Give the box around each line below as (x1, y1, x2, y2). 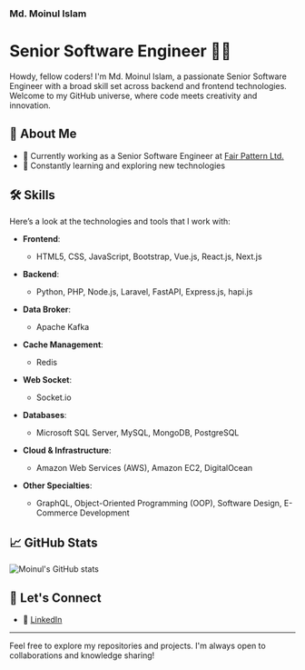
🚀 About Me (9, 126, 77, 142)
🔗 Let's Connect (9, 590, 102, 605)
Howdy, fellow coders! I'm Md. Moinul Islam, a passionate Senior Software (9, 71, 288, 82)
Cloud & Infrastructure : (22, 445, 112, 456)
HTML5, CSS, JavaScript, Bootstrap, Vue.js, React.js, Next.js (35, 251, 262, 262)
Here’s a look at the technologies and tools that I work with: (9, 216, 231, 227)
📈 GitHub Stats (9, 535, 98, 550)
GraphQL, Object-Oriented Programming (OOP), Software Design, (35, 498, 282, 509)
